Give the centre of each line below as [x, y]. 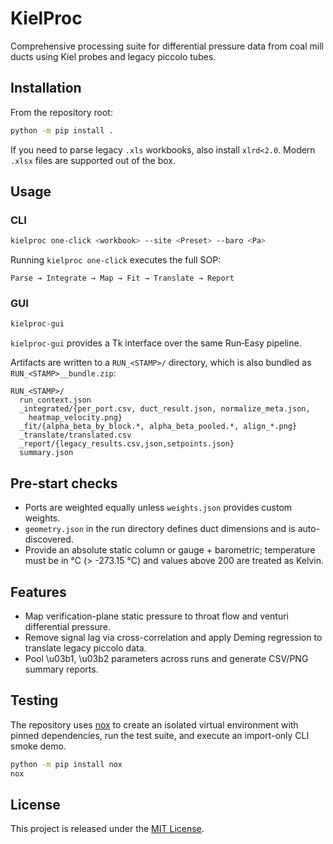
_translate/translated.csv [75, 435]
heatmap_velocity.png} [75, 418]
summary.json [46, 453]
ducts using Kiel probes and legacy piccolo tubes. [113, 56]
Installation [46, 88]
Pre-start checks [64, 483]
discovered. [49, 539]
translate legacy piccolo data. [85, 648]
